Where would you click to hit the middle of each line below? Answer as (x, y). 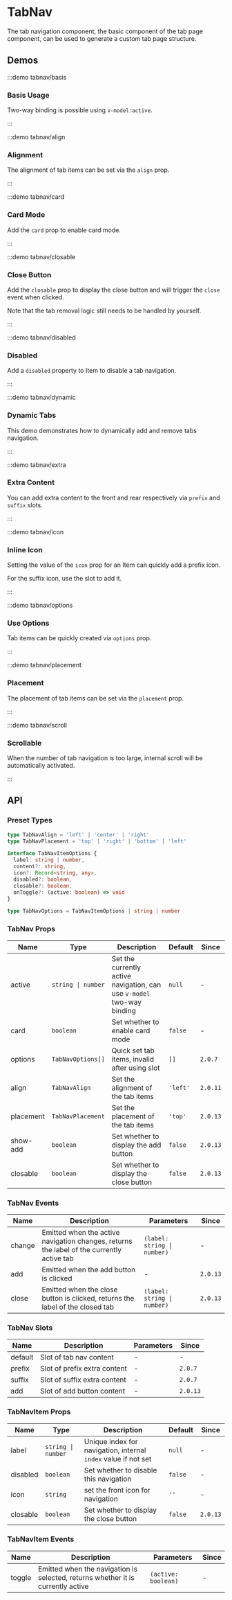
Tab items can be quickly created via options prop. (79, 638)
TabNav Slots (30, 1328)
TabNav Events (33, 1203)
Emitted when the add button (89, 1269)
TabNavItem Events (41, 1539)
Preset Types (30, 820)
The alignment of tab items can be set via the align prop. (88, 170)
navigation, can (136, 985)
